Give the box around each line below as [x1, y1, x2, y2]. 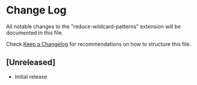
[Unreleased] [6, 57, 56, 67]
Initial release [14, 73, 47, 80]
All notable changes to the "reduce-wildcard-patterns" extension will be [6, 23, 181, 30]
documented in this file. [6, 29, 64, 36]
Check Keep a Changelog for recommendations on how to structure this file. [6, 40, 192, 47]
